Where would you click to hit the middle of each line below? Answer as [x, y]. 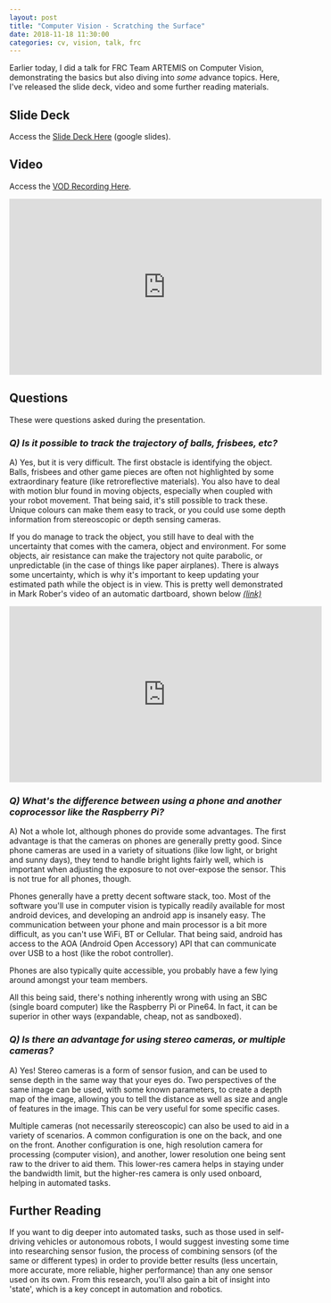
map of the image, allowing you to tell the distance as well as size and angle [149, 1099]
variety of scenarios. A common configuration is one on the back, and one [146, 1135]
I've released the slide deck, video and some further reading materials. [139, 87]
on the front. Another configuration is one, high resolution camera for [136, 1145]
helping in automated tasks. [60, 1182]
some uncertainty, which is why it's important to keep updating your [134, 574]
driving [22, 1242]
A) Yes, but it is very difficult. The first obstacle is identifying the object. [141, 462]
